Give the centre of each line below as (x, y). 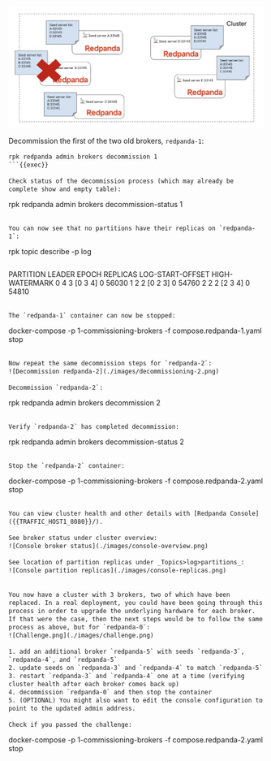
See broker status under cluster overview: (83, 538)
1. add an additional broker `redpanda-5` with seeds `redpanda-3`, (127, 651)
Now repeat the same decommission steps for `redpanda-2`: (110, 363)
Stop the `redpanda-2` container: (67, 465)
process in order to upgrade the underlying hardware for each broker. (132, 611)
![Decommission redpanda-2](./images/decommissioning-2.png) (114, 371)
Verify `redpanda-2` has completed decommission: (94, 426)
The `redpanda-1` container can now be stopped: (92, 315)
